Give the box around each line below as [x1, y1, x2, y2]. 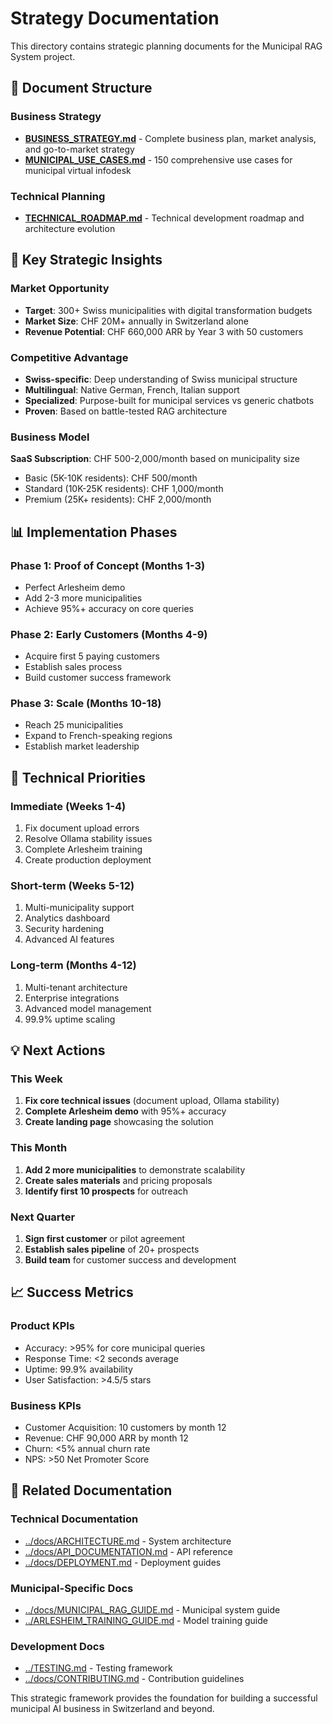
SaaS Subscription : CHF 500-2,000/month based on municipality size [10, 453, 300, 465]
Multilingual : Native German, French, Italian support [24, 383, 240, 396]
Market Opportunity [10, 282, 110, 296]
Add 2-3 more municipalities [24, 592, 143, 604]
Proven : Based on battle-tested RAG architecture [24, 405, 228, 417]
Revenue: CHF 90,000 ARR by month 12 [24, 1432, 189, 1444]
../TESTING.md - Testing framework [24, 1662, 173, 1674]
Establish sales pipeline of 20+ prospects [24, 1243, 200, 1256]
